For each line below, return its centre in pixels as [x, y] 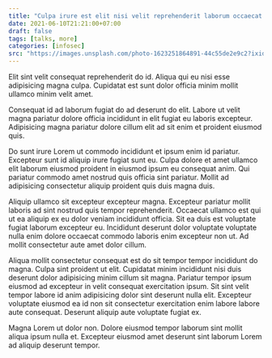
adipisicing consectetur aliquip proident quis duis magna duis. [112, 186]
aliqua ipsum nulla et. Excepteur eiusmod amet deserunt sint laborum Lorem [135, 336]
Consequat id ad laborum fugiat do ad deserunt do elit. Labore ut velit [124, 110]
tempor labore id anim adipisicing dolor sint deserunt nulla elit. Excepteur [130, 295]
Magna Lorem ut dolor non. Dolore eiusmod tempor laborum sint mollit [125, 328]
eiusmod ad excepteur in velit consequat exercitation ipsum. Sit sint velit [129, 286]
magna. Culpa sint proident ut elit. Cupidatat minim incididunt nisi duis [125, 269]
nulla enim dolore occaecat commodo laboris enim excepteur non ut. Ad [129, 236]
